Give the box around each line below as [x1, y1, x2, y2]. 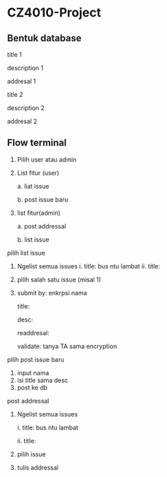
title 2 [7, 91, 23, 98]
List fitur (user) [16, 169, 60, 177]
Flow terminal [7, 137, 67, 149]
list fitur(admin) [16, 209, 60, 217]
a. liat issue [16, 182, 49, 190]
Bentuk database [7, 32, 82, 44]
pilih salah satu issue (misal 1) [16, 275, 102, 284]
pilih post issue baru [7, 355, 65, 363]
